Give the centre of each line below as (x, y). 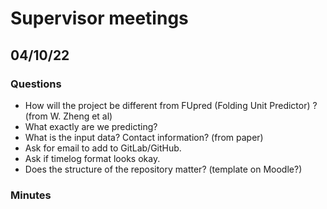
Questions (36, 84)
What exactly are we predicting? (91, 126)
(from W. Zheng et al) (68, 116)
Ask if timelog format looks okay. (92, 158)
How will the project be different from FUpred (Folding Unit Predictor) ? (171, 105)
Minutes (31, 195)
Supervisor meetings (99, 18)
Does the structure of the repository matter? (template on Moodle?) (163, 169)
